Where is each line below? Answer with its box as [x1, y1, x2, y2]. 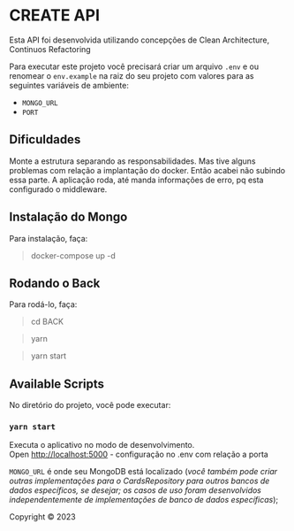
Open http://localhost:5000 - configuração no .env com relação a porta [9, 449, 269, 460]
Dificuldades [9, 132, 81, 147]
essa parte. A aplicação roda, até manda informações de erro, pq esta [9, 174, 264, 185]
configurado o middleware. [9, 183, 108, 195]
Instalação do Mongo [9, 210, 128, 225]
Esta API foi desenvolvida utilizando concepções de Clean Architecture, [9, 35, 270, 45]
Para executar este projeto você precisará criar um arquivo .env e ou [9, 61, 259, 72]
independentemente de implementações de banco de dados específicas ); [9, 495, 279, 505]
